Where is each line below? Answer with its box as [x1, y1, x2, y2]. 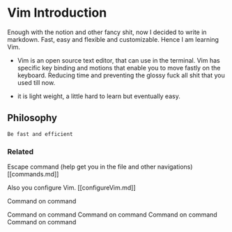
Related [7, 146, 34, 156]
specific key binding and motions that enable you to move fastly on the [17, 63, 221, 72]
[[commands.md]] [7, 170, 59, 178]
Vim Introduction [7, 5, 107, 21]
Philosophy [7, 112, 58, 124]
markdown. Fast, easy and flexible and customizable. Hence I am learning [7, 35, 219, 43]
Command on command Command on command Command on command [7, 210, 217, 219]
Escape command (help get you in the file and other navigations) [7, 162, 193, 171]
